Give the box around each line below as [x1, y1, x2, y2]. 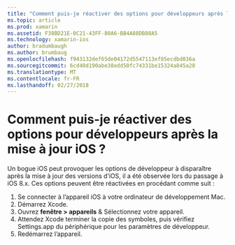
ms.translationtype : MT [7, 68, 77, 75]
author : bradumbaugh [7, 43, 68, 50]
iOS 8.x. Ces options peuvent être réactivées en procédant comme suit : [7, 179, 215, 188]
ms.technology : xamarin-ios [7, 36, 90, 43]
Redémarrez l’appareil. [17, 230, 83, 238]
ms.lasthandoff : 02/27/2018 [7, 82, 90, 89]
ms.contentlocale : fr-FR [7, 75, 80, 82]
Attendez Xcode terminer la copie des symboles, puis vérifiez [17, 215, 194, 223]
